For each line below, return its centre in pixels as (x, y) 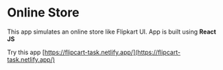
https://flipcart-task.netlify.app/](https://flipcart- (112, 52)
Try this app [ (26, 52)
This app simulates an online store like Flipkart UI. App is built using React (111, 32)
